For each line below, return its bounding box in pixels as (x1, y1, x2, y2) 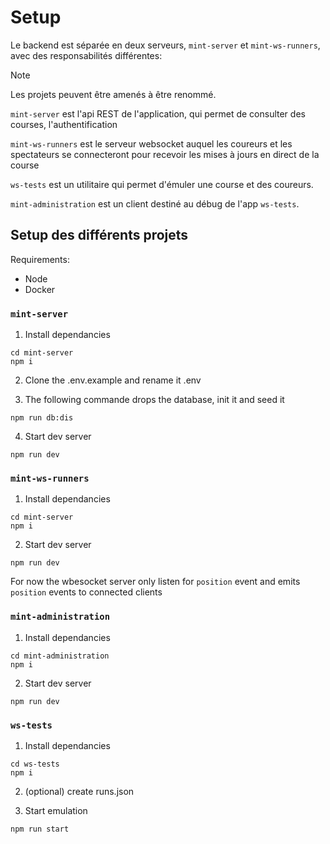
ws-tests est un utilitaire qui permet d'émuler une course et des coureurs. (10, 178, 314, 190)
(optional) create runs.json (24, 785, 135, 797)
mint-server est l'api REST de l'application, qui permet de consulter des (10, 107, 306, 120)
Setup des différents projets (10, 227, 189, 244)
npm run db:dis (10, 413, 74, 423)
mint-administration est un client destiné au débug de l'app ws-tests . (10, 197, 300, 210)
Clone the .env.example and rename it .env (24, 374, 202, 386)
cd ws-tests (10, 759, 60, 769)
